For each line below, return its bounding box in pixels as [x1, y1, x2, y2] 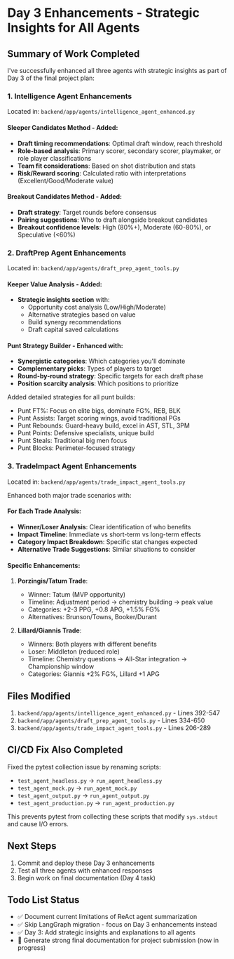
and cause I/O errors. [7, 819, 69, 828]
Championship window [27, 662, 95, 671]
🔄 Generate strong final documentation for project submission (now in [17, 936, 219, 945]
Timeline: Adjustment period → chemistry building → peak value [27, 598, 214, 607]
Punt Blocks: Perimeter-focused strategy [17, 444, 135, 452]
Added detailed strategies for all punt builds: [7, 393, 135, 402]
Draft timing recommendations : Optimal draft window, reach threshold [17, 139, 223, 147]
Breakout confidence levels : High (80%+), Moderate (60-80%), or [17, 223, 212, 231]
